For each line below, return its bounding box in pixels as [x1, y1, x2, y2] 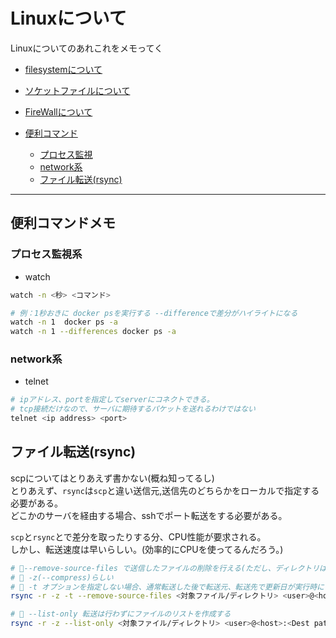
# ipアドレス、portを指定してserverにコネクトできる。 [10, 395, 215, 405]
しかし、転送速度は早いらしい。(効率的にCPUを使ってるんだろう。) [10, 543, 284, 555]
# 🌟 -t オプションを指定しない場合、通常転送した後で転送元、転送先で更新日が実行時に [10, 582, 325, 592]
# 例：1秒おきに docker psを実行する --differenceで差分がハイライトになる [10, 308, 298, 318]
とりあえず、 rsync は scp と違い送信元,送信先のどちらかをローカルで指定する [10, 484, 320, 496]
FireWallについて [24, 105, 93, 118]
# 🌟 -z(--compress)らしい [10, 572, 114, 583]
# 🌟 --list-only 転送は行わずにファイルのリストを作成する [10, 609, 232, 619]
